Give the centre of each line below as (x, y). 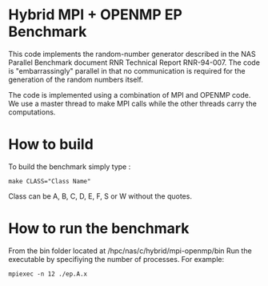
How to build (51, 145)
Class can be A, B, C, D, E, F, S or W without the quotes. (100, 196)
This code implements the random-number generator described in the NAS (132, 54)
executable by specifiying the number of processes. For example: (116, 259)
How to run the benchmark (99, 229)
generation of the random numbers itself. (76, 79)
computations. (32, 112)
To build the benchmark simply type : (70, 167)
